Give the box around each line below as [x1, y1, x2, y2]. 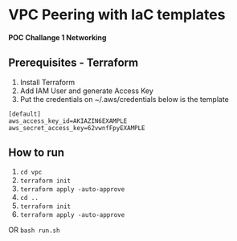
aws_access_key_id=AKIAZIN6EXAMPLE [8, 116, 128, 125]
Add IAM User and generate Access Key [19, 86, 154, 96]
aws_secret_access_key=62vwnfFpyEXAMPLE [8, 124, 146, 132]
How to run [8, 145, 65, 159]
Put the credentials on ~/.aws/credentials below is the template [19, 94, 229, 104]
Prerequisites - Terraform [8, 56, 139, 70]
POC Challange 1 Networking [8, 32, 107, 42]
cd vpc [19, 169, 43, 177]
